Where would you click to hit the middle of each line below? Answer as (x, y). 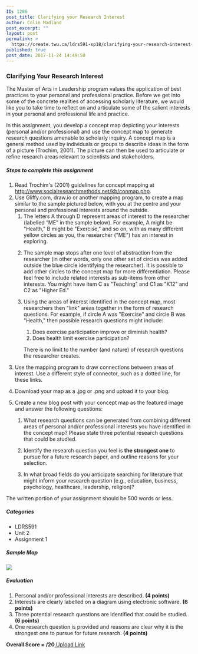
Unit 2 (22, 533)
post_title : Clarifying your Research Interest (66, 17)
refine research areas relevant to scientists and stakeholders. (80, 156)
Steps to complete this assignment (49, 170)
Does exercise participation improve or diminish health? (100, 332)
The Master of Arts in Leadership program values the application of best (94, 88)
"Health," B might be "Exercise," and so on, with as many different (103, 229)
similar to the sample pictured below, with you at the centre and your (98, 203)
